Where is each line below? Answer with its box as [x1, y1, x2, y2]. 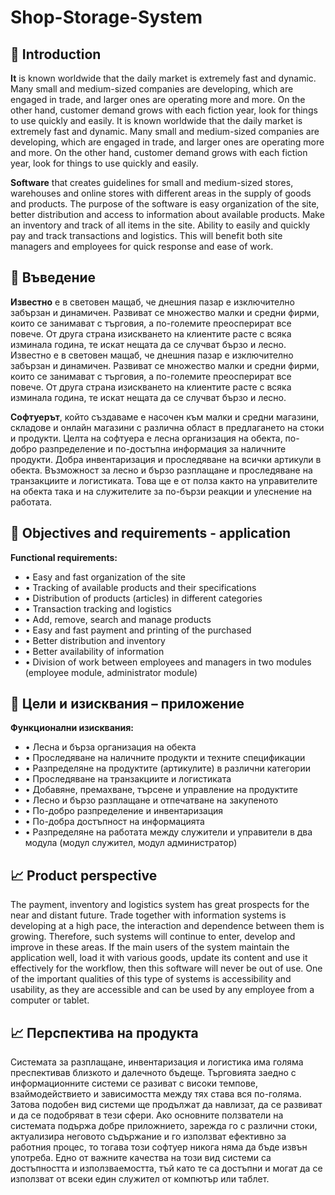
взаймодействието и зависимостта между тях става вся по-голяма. [10, 1088, 302, 1100]
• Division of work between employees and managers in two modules [24, 656, 312, 668]
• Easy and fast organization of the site [24, 571, 187, 583]
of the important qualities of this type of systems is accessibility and [10, 973, 292, 985]
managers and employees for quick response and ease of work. [10, 241, 274, 252]
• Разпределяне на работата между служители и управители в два [24, 826, 313, 838]
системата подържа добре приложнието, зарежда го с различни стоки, [10, 1120, 318, 1132]
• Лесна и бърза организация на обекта [24, 741, 197, 753]
